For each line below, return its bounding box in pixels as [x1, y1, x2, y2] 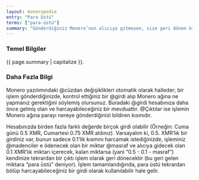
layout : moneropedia [6, 8, 57, 15]
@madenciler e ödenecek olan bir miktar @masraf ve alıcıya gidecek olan [6, 142, 185, 149]
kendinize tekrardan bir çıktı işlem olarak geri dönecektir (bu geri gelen [6, 155, 179, 162]
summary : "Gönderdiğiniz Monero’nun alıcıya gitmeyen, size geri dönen [6, 25, 187, 31]
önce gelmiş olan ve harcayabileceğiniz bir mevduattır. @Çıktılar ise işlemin [6, 105, 190, 112]
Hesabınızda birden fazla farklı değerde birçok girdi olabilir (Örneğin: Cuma [6, 123, 190, 130]
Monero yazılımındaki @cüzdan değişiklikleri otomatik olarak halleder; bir [6, 86, 184, 94]
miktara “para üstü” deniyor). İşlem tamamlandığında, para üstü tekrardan [6, 160, 185, 168]
